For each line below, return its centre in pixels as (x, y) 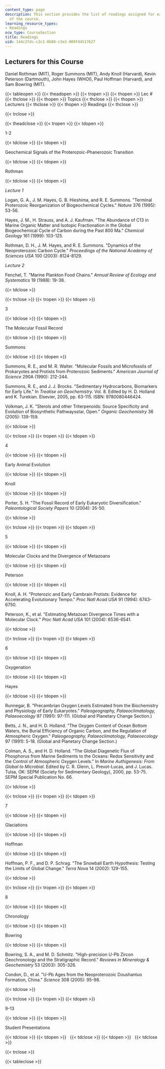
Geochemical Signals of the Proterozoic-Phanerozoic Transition (69, 152)
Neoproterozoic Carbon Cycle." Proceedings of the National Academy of (79, 250)
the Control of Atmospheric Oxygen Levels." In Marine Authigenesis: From (80, 761)
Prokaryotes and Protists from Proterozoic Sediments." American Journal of (82, 371)
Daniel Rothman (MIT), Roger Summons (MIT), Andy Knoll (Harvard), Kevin (81, 74)
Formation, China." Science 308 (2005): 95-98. (53, 980)
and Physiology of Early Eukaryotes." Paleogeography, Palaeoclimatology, (80, 711)
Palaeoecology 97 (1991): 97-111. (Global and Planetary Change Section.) (79, 716)
